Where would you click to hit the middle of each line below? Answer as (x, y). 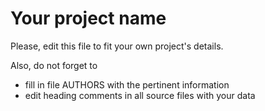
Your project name (88, 18)
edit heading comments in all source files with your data (140, 95)
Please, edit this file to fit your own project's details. (117, 46)
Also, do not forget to (54, 65)
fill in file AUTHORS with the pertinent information (127, 84)
